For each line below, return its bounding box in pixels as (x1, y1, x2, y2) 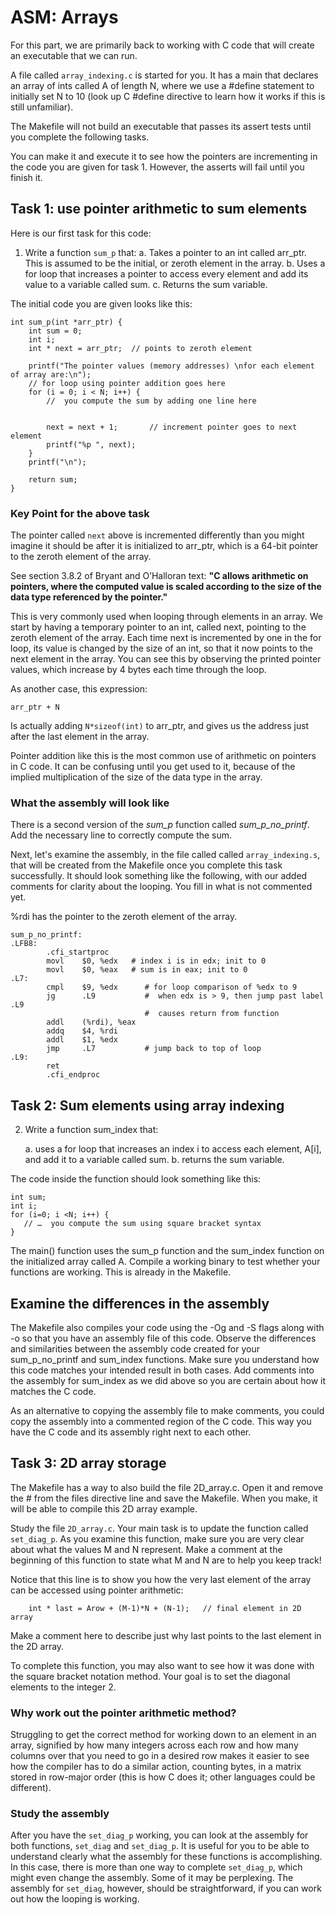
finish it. (10, 171, 43, 183)
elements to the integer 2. (10, 1681, 117, 1693)
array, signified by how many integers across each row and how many (10, 1739, 299, 1751)
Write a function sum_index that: (24, 1124, 159, 1136)
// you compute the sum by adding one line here (46, 396, 257, 406)
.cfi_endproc (46, 1070, 101, 1080)
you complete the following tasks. (10, 131, 150, 143)
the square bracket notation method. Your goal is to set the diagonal (10, 1670, 291, 1682)
